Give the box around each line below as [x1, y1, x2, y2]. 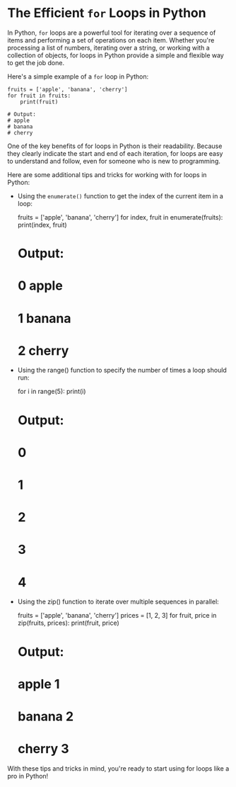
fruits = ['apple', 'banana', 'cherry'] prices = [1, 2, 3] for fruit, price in [17, 611, 217, 620]
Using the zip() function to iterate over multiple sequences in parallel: [17, 597, 219, 606]
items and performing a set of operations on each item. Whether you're [7, 35, 215, 44]
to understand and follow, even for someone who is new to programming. [7, 157, 221, 165]
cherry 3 [17, 741, 69, 757]
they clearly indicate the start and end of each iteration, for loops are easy [7, 149, 223, 157]
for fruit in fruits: [7, 92, 71, 99]
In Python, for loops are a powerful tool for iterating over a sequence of [7, 28, 216, 37]
